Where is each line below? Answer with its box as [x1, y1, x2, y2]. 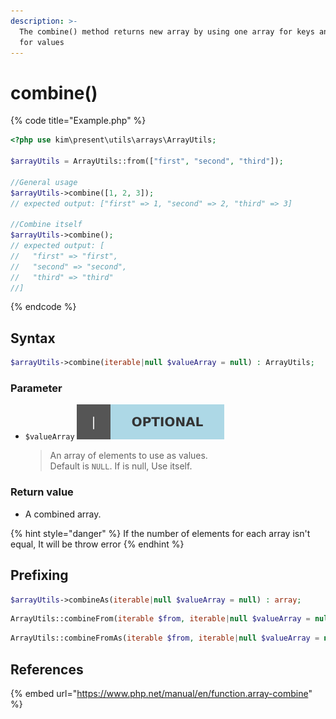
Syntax [10, 330, 56, 347]
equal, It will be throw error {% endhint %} [10, 538, 185, 550]
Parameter [10, 381, 63, 395]
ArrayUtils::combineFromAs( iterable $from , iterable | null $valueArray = [10, 633, 320, 644]
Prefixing [10, 567, 69, 584]
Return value [10, 485, 74, 499]
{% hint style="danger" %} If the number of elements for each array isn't [10, 527, 311, 539]
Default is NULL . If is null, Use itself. [49, 460, 193, 472]
